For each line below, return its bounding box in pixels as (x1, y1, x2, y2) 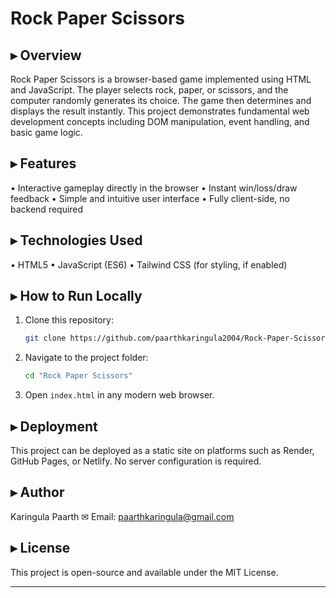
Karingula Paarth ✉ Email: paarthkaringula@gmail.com (10, 510, 235, 522)
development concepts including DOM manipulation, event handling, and (10, 116, 310, 127)
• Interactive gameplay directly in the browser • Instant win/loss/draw (10, 182, 298, 194)
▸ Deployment (10, 418, 98, 435)
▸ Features (10, 155, 77, 172)
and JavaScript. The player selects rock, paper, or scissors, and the (10, 84, 289, 96)
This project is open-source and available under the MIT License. (10, 566, 279, 578)
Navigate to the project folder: (24, 352, 149, 364)
